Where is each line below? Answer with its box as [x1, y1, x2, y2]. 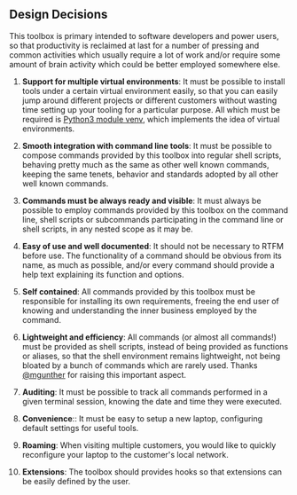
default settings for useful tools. [21, 422, 139, 433]
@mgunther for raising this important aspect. [21, 369, 187, 380]
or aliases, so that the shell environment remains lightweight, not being [21, 350, 281, 361]
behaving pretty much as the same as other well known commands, [21, 159, 270, 169]
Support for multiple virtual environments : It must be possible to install [21, 75, 285, 87]
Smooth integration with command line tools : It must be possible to [21, 140, 272, 151]
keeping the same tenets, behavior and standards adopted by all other [21, 169, 279, 179]
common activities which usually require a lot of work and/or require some [9, 49, 281, 60]
